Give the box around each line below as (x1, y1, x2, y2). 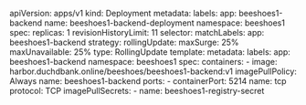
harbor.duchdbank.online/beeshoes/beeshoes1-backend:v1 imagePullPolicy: (9, 66, 297, 77)
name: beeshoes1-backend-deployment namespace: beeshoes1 (44, 17, 286, 28)
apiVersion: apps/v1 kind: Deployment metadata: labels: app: (9, 8, 237, 18)
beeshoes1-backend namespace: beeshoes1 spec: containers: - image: (9, 57, 278, 67)
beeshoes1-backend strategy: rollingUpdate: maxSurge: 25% (9, 37, 239, 47)
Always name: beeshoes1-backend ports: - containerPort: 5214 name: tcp (9, 76, 287, 86)
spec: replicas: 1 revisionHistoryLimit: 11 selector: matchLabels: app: (9, 27, 265, 37)
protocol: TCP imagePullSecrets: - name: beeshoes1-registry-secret (9, 86, 265, 96)
